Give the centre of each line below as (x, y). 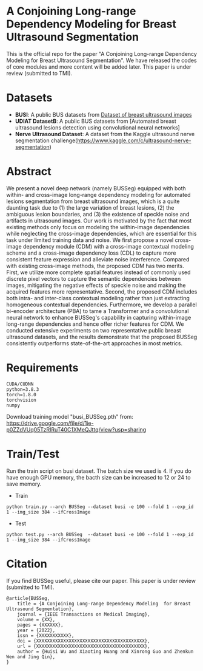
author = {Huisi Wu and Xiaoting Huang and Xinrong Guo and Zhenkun (105, 652)
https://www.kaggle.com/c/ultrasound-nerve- (134, 140)
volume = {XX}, (36, 619)
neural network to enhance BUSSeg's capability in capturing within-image (99, 317)
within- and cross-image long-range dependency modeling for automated (98, 194)
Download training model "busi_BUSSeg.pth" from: (70, 416)
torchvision (21, 400)
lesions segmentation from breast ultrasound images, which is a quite (93, 201)
